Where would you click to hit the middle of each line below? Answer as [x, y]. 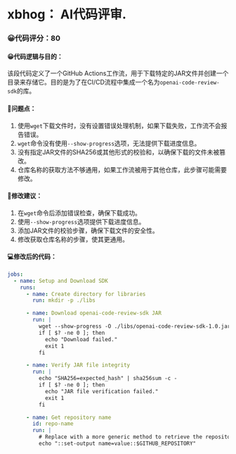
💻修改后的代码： [32, 257]
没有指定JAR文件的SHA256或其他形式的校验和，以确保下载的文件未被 [118, 152]
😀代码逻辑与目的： [35, 56]
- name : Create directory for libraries [86, 294]
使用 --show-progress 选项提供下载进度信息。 [81, 221]
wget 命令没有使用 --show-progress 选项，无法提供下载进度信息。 [109, 143]
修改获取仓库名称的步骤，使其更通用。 [73, 239]
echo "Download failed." [81, 339]
